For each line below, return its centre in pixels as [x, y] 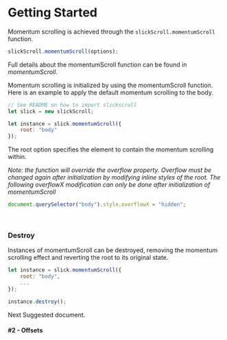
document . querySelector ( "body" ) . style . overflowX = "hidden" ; [97, 205]
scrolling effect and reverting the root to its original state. [88, 258]
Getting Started [53, 13]
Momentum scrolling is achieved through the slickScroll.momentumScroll [111, 32]
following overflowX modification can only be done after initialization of [109, 185]
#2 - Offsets [25, 330]
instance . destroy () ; [37, 302]
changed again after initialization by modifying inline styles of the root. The [114, 178]
